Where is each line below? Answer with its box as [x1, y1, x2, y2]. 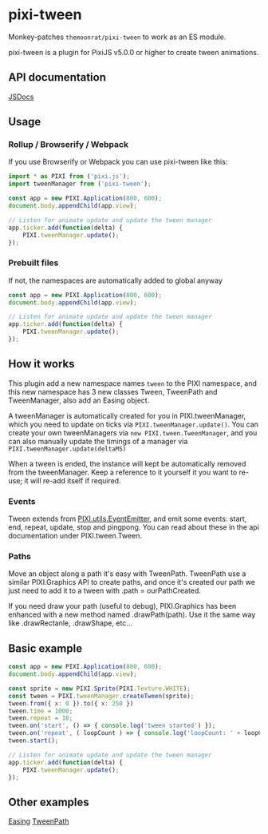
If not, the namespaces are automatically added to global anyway [8, 276, 223, 285]
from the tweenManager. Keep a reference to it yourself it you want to [8, 467, 238, 477]
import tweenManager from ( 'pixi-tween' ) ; [8, 180, 152, 189]
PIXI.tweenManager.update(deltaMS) [8, 445, 127, 453]
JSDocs [8, 92, 34, 101]
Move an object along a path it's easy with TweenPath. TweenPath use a [8, 569, 246, 578]
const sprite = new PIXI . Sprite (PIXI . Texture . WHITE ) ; [8, 685, 191, 693]
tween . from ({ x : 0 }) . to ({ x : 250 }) [8, 699, 134, 708]
